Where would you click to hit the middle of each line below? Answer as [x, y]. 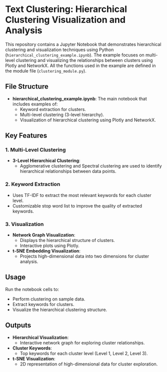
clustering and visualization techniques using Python [59, 49]
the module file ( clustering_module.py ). [46, 70]
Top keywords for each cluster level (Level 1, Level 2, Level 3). [84, 353]
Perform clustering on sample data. [49, 299]
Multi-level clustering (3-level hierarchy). [62, 114]
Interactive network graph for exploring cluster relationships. [82, 342]
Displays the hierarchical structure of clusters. [67, 240]
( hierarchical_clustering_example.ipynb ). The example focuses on [75, 55]
